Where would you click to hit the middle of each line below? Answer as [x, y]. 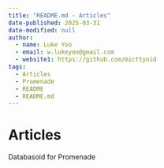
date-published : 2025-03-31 [54, 23]
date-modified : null [42, 30]
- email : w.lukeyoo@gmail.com [65, 52]
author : [21, 37]
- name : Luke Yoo [44, 45]
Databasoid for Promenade [52, 157]
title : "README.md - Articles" [60, 15]
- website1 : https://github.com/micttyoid [86, 60]
